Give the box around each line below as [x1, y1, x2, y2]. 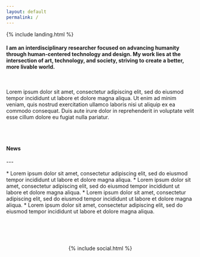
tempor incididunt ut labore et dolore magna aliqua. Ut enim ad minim [6, 94, 177, 101]
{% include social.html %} [68, 244, 133, 252]
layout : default [6, 8, 47, 15]
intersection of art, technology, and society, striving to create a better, [6, 57, 184, 64]
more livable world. [6, 63, 56, 70]
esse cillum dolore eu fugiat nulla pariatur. [6, 113, 109, 120]
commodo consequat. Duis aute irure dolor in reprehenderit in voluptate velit [6, 107, 194, 114]
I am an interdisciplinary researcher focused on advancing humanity [6, 44, 180, 51]
